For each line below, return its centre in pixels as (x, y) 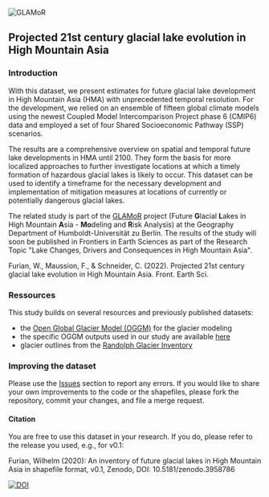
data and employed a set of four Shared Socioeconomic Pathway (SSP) (126, 125)
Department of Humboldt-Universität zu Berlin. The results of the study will (132, 232)
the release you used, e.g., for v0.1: (66, 446)
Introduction (33, 73)
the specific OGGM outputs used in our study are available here (125, 336)
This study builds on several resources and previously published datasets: (131, 312)
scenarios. (26, 133)
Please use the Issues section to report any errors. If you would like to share (134, 384)
